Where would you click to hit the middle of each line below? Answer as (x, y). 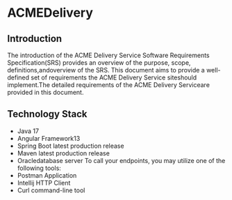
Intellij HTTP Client (44, 183)
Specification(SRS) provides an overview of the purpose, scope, (99, 63)
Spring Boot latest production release (71, 146)
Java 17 (28, 131)
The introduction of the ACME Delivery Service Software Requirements (108, 55)
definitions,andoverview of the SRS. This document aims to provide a (106, 70)
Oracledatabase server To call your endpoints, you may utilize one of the (121, 160)
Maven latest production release (63, 153)
